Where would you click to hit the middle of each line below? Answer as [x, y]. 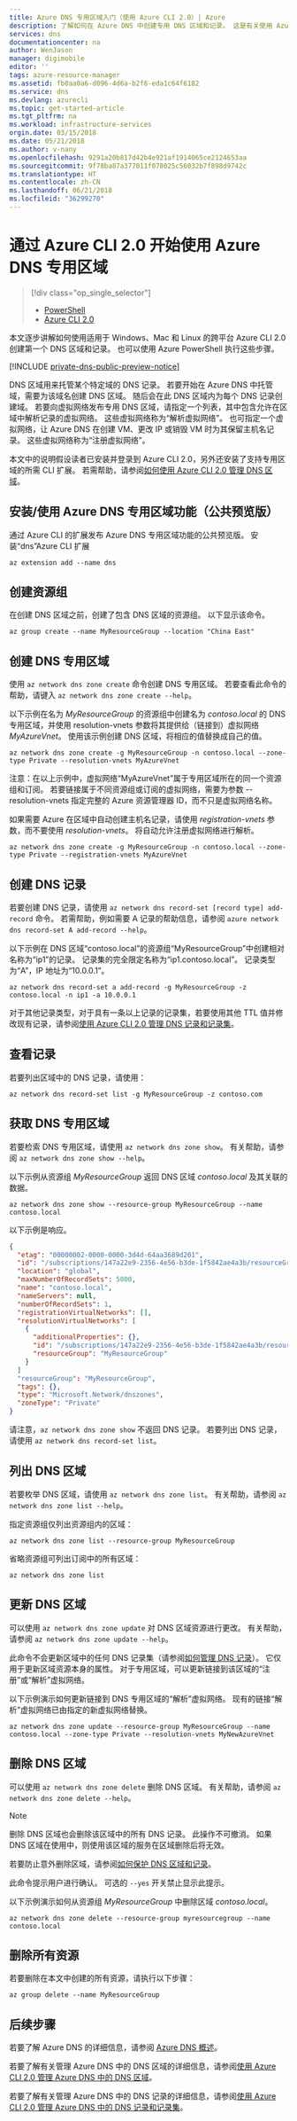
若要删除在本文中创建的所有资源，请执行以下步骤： [102, 1978]
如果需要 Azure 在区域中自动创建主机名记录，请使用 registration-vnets [137, 819]
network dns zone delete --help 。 [72, 1797]
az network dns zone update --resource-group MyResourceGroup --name [140, 1726]
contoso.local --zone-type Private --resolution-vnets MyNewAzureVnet [142, 1734]
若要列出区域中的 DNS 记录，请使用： [78, 1077]
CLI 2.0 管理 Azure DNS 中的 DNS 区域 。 [83, 2078]
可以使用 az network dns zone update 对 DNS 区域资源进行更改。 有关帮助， [148, 1627]
